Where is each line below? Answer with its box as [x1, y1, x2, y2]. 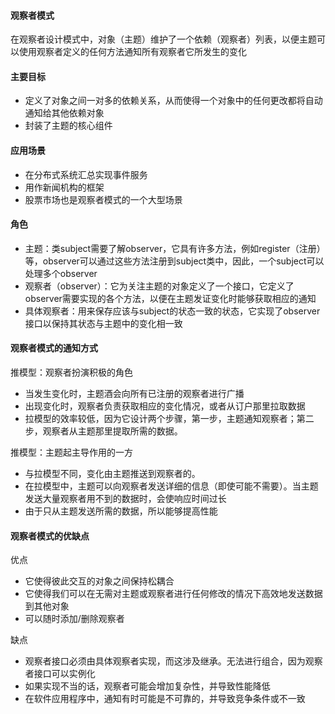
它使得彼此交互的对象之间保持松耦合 [24, 575, 175, 587]
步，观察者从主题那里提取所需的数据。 [24, 425, 183, 437]
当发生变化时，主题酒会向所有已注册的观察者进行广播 [24, 388, 245, 400]
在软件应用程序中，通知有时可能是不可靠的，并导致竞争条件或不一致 [24, 693, 306, 705]
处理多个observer [24, 267, 98, 279]
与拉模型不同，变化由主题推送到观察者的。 [24, 468, 201, 480]
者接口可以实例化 [24, 668, 96, 680]
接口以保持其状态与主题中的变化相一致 [24, 317, 183, 329]
